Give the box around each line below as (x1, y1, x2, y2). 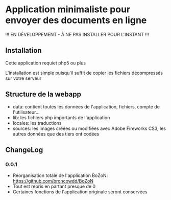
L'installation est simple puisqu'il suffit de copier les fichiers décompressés (5, 70, 163, 76)
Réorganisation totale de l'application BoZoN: (12, 172, 108, 179)
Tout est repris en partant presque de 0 (12, 183, 96, 190)
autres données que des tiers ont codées (12, 130, 100, 137)
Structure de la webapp (5, 90, 82, 99)
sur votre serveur (5, 75, 42, 81)
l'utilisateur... (12, 109, 40, 115)
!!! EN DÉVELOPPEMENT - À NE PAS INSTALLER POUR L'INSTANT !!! (5, 31, 150, 37)
